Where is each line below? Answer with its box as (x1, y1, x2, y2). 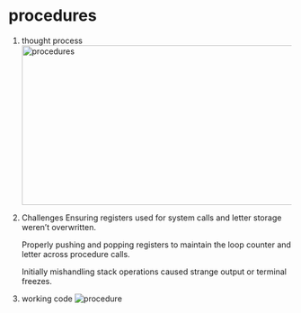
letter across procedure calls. (21, 248, 131, 259)
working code (21, 293, 73, 304)
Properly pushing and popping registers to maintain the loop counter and (21, 239, 291, 250)
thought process (21, 35, 83, 46)
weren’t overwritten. (21, 221, 96, 232)
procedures (8, 5, 97, 26)
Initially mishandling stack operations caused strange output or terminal (21, 266, 287, 277)
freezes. (21, 275, 53, 286)
